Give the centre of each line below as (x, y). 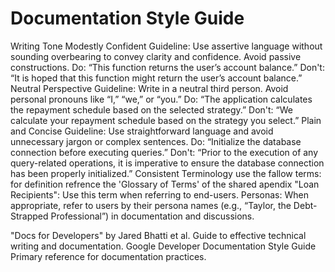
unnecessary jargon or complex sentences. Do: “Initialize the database (156, 141)
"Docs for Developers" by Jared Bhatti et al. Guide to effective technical (158, 235)
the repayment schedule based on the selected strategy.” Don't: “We (152, 109)
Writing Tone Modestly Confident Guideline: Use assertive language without (166, 46)
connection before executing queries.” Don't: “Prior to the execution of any (164, 152)
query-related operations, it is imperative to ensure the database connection (167, 163)
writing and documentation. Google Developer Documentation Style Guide (163, 246)
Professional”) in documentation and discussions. (152, 216)
